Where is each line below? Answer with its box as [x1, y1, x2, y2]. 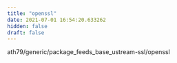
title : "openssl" [7, 10, 57, 17]
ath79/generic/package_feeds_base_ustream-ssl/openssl [7, 48, 170, 56]
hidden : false [7, 23, 48, 29]
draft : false [7, 29, 45, 36]
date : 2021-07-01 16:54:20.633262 [7, 16, 107, 23]
